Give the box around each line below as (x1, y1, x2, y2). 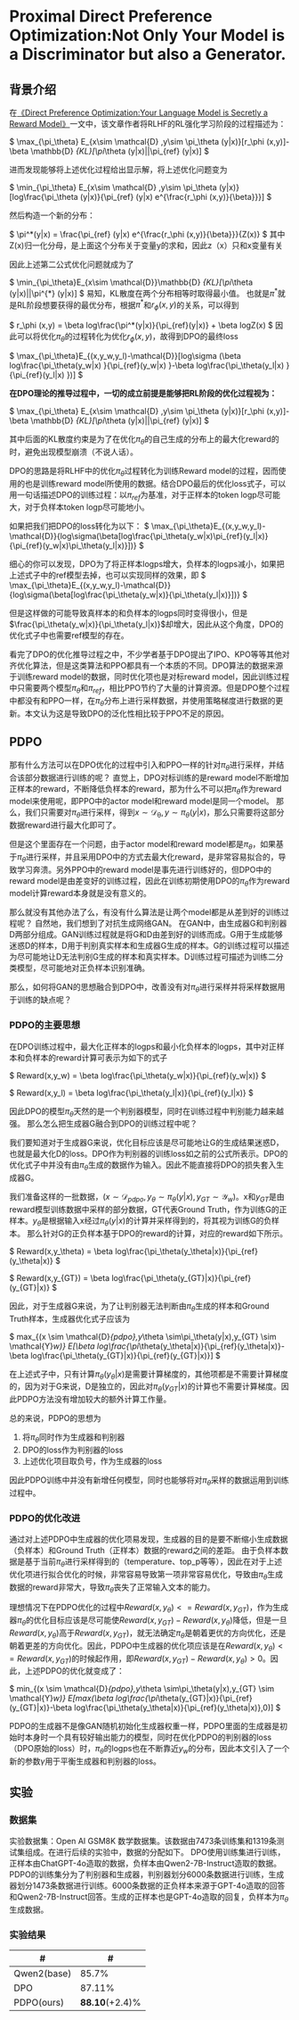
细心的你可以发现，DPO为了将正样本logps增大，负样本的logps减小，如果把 (9, 559, 285, 569)
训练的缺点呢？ (16, 994, 72, 1005)
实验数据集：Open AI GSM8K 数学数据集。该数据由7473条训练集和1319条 (9, 1835, 278, 1846)
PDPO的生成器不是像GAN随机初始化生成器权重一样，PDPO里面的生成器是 (9, 1721, 280, 1732)
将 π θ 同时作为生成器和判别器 (21, 1432, 125, 1444)
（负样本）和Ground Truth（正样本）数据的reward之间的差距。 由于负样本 (9, 1545, 281, 1556)
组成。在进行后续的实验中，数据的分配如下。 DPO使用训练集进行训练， (24, 1846, 286, 1858)
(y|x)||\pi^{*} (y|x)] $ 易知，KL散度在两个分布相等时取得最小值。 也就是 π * (9, 287, 279, 298)
